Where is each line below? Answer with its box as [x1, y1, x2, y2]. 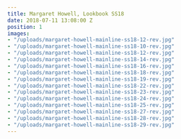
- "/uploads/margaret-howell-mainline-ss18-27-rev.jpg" [7, 108, 175, 115]
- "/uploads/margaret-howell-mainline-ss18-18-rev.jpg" [7, 69, 175, 76]
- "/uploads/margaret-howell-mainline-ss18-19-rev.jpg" [7, 75, 175, 83]
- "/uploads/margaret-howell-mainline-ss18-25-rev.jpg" [7, 102, 175, 109]
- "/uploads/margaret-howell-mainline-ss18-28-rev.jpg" [7, 114, 175, 121]
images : [7, 29, 30, 37]
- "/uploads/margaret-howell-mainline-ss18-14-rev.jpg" [7, 56, 175, 63]
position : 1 [7, 23, 42, 30]
